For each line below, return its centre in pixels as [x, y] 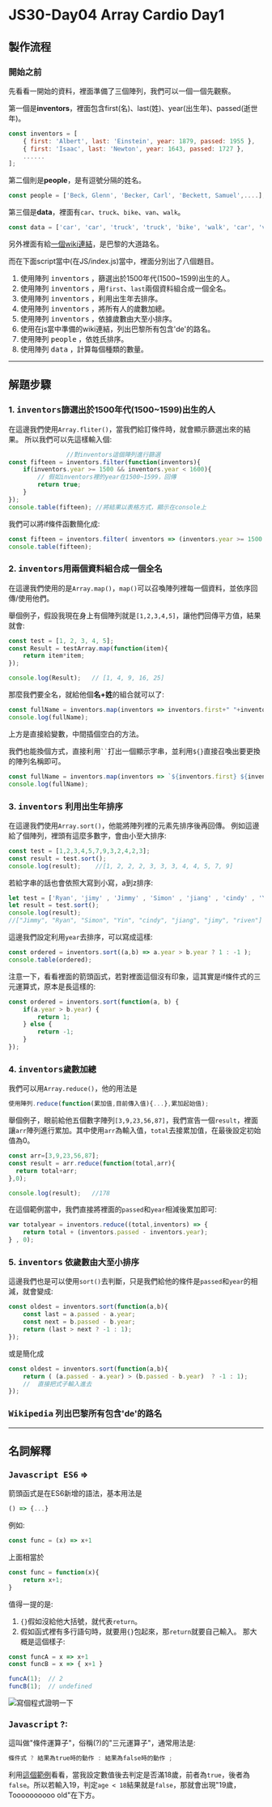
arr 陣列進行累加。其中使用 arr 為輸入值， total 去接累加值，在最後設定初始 [138, 1131]
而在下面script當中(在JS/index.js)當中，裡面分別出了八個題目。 [113, 261]
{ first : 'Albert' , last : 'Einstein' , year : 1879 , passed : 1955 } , [139, 141]
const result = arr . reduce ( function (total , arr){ [92, 1163]
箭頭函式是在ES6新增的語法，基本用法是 [76, 1494]
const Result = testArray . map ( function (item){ [88, 648]
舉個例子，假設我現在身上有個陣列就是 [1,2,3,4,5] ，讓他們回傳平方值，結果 [135, 615]
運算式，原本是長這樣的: [55, 987]
